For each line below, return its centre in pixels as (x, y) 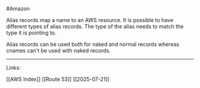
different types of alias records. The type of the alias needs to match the (95, 26)
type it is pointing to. (31, 33)
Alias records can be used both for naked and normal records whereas (93, 44)
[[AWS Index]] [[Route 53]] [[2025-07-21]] (58, 79)
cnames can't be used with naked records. (59, 51)
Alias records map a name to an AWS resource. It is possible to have (90, 20)
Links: (13, 67)
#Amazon (18, 9)
